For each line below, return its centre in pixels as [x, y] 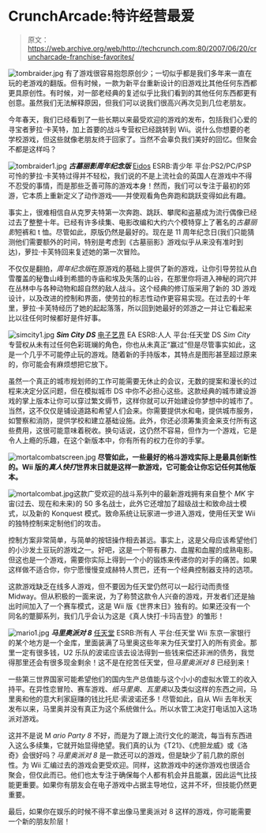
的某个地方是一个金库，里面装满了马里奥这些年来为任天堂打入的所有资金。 [129, 642]
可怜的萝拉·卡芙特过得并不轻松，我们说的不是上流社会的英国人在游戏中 [124, 175]
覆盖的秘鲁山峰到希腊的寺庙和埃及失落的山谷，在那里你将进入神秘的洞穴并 [136, 278]
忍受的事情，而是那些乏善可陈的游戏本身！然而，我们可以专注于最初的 [129, 186]
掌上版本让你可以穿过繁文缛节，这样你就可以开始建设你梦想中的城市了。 [139, 400]
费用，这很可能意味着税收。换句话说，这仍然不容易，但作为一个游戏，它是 [136, 430]
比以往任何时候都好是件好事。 [56, 317]
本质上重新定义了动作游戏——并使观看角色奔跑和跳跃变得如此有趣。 [139, 195]
